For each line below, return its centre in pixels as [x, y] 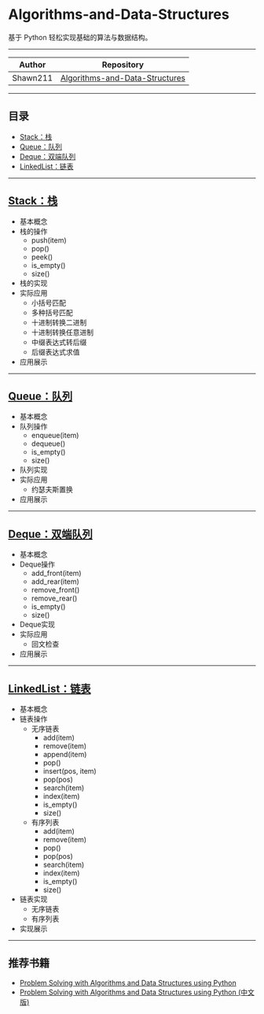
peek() [42, 257]
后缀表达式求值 [55, 351]
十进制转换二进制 [59, 322]
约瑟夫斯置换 [52, 489]
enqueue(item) [55, 436]
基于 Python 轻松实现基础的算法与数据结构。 [80, 37]
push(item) [49, 240]
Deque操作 [37, 564]
